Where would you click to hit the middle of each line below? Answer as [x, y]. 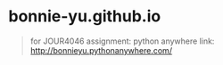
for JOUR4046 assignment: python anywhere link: [122, 41]
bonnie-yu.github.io [85, 16]
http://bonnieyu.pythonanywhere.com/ [101, 50]
